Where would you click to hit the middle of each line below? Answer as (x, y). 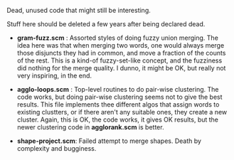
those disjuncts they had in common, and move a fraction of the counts (121, 53)
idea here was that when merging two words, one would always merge (121, 45)
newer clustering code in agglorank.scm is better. (90, 127)
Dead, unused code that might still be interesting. (79, 10)
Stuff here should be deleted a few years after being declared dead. (106, 24)
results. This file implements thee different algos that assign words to (118, 105)
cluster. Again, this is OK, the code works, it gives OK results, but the (117, 119)
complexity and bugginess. (57, 148)
